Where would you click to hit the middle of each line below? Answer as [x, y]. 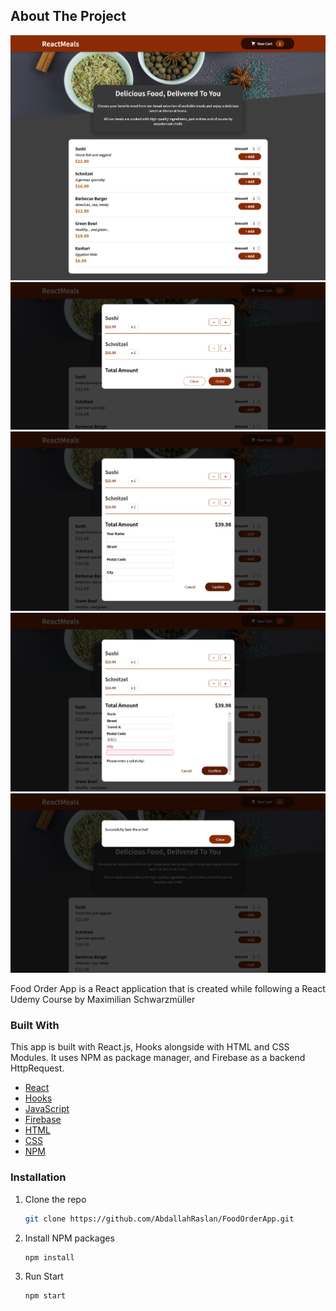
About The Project [68, 16]
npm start [45, 1296]
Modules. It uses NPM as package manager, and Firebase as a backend [158, 1058]
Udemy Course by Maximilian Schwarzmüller [103, 1000]
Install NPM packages [69, 1238]
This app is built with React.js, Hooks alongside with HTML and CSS [150, 1047]
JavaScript [47, 1109]
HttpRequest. [37, 1068]
